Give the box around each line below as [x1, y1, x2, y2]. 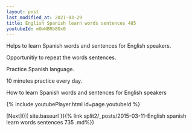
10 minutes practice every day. [6, 77, 83, 85]
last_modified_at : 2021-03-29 [6, 14, 83, 21]
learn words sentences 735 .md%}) [6, 119, 95, 126]
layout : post [6, 8, 39, 15]
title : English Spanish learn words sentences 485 [6, 20, 136, 26]
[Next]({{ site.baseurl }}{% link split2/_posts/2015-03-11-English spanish [6, 112, 187, 120]
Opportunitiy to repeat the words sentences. [6, 54, 117, 61]
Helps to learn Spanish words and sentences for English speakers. [6, 42, 171, 50]
